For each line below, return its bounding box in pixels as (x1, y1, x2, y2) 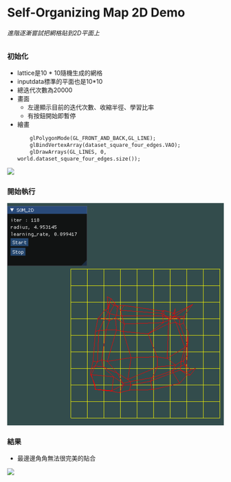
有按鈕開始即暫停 (27, 111, 76, 119)
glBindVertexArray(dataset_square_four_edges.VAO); (30, 141, 181, 148)
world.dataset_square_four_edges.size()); (16, 155, 141, 162)
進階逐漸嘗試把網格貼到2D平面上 (7, 29, 100, 37)
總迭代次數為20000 (16, 86, 73, 94)
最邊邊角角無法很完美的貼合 (16, 454, 96, 462)
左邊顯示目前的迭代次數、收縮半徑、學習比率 (27, 103, 155, 111)
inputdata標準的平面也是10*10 (16, 77, 103, 85)
